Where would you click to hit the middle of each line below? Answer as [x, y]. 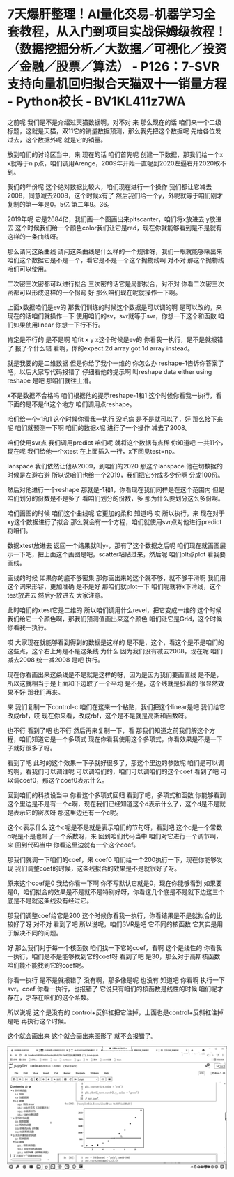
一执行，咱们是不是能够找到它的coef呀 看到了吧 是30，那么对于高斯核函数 [114, 956]
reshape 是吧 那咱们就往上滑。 [51, 380]
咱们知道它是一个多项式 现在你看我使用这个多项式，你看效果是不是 [115, 739]
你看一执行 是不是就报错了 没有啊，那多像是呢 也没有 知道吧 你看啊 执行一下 [116, 980]
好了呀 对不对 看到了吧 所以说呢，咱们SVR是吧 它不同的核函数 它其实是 [115, 924]
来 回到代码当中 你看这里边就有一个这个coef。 [73, 845]
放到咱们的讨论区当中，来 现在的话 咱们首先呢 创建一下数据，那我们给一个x [115, 154]
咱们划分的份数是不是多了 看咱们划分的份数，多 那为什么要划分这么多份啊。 [116, 498]
